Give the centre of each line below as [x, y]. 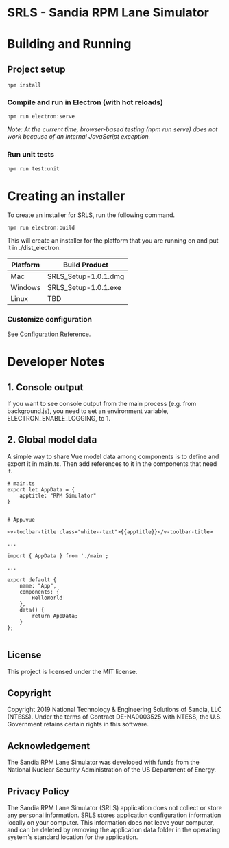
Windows [26, 287]
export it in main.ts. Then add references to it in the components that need [112, 464]
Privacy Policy [38, 791]
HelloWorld [47, 598]
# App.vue [21, 520]
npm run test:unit [33, 169]
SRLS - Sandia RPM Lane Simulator [108, 13]
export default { [32, 580]
